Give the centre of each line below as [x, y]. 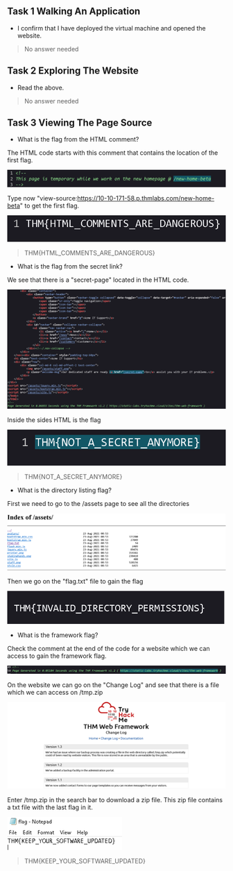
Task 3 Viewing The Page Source [80, 123]
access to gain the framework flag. [57, 656]
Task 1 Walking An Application [74, 11]
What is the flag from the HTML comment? [78, 139]
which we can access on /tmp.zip [55, 692]
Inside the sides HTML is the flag [54, 420]
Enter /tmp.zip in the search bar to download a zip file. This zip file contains [115, 800]
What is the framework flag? [58, 635]
